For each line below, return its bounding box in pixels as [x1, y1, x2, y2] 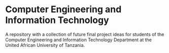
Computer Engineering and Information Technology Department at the [5, 37, 152, 43]
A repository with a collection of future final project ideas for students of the [5, 31, 164, 37]
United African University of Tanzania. [5, 42, 85, 48]
